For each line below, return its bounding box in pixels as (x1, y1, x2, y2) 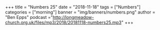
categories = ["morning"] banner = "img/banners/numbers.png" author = (5, 9, 156, 15)
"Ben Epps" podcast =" (5, 15, 53, 20)
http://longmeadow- (52, 15, 94, 20)
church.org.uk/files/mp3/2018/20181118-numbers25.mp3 (5, 19, 122, 25)
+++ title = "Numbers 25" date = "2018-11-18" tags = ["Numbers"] (5, 4, 141, 10)
